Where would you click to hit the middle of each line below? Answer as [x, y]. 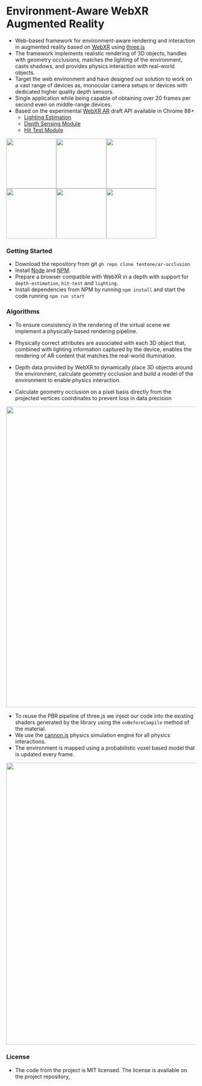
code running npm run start [50, 296]
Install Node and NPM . [43, 270]
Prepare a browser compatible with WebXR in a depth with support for [102, 277]
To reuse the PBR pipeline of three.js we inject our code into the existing [104, 716]
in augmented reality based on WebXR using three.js [80, 47]
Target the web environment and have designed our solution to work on [103, 79]
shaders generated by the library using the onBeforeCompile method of [102, 722]
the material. [30, 729]
